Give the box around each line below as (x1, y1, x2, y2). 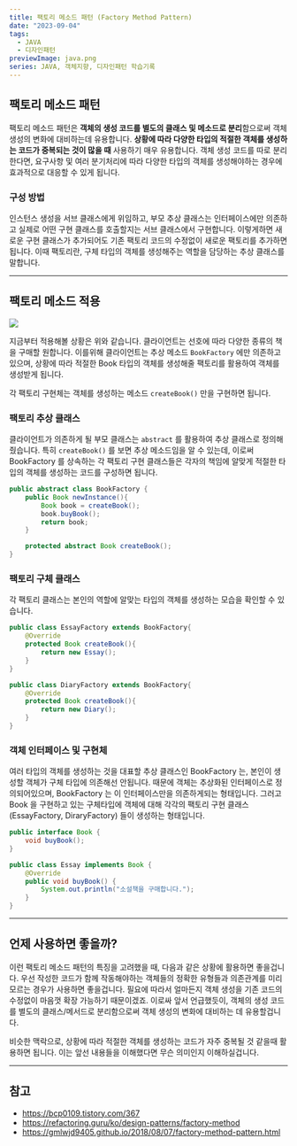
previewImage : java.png (9, 54, 97, 63)
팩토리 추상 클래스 (9, 412, 81, 424)
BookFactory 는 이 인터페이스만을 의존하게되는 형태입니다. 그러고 (56, 788, 282, 799)
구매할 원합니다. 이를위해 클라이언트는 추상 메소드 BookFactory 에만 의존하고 (18, 346, 281, 357)
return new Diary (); (41, 705, 117, 714)
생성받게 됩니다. (9, 368, 65, 379)
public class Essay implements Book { (9, 860, 152, 869)
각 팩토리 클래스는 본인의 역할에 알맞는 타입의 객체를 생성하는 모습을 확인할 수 (9, 594, 276, 605)
